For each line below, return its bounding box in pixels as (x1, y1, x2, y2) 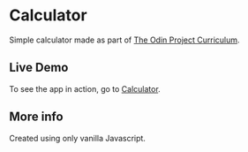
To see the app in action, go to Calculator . (9, 83, 161, 94)
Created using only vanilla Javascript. (9, 133, 146, 143)
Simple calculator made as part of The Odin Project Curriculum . (9, 34, 240, 45)
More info (9, 110, 64, 125)
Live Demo (9, 60, 69, 75)
